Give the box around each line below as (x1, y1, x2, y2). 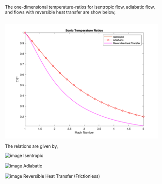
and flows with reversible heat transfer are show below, (5, 9, 115, 15)
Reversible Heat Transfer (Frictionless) (23, 173, 100, 179)
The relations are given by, (5, 143, 58, 149)
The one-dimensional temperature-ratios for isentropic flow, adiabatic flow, (5, 4, 155, 10)
